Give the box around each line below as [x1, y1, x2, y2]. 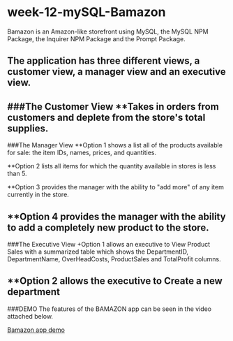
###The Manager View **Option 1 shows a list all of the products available [7, 141, 223, 150]
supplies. [7, 122, 49, 134]
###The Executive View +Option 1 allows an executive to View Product [7, 240, 211, 248]
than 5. [7, 169, 27, 178]
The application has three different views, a [7, 55, 200, 67]
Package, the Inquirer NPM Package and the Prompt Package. [7, 34, 186, 43]
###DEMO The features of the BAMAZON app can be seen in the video [7, 305, 211, 313]
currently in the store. [7, 190, 70, 199]
